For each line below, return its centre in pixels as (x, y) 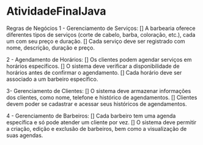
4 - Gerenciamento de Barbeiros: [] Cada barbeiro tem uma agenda (91, 116)
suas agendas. (25, 135)
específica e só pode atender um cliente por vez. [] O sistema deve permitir (102, 122)
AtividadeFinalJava (56, 11)
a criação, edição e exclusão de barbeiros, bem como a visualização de (97, 128)
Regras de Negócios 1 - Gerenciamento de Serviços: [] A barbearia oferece (101, 28)
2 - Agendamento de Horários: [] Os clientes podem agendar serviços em (99, 59)
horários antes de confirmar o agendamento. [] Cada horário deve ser (94, 72)
